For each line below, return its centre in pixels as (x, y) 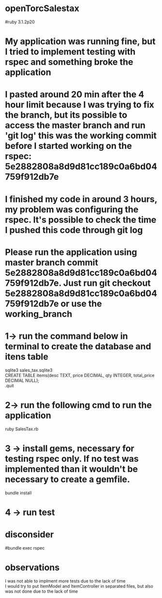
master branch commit (52, 262)
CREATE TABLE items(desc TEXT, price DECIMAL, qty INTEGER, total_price (80, 375)
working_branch (39, 314)
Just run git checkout (107, 283)
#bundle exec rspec (25, 548)
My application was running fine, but (80, 41)
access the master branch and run (75, 125)
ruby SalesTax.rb (22, 429)
